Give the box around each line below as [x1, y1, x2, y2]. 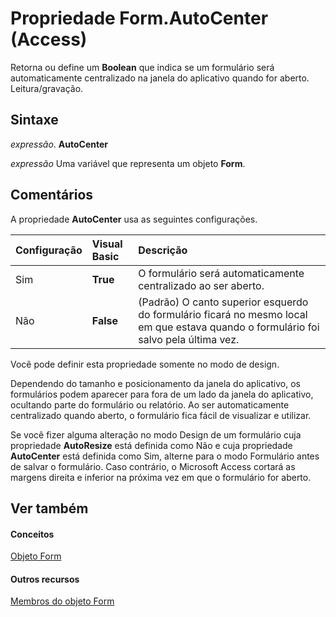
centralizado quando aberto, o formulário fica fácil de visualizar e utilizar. [10, 409, 312, 421]
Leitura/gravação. [10, 82, 84, 94]
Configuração [15, 243, 83, 257]
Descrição [138, 243, 188, 257]
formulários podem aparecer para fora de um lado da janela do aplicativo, [10, 388, 314, 400]
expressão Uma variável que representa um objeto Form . [10, 157, 246, 169]
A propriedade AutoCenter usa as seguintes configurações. [10, 213, 258, 225]
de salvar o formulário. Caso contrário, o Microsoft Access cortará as [10, 460, 296, 472]
